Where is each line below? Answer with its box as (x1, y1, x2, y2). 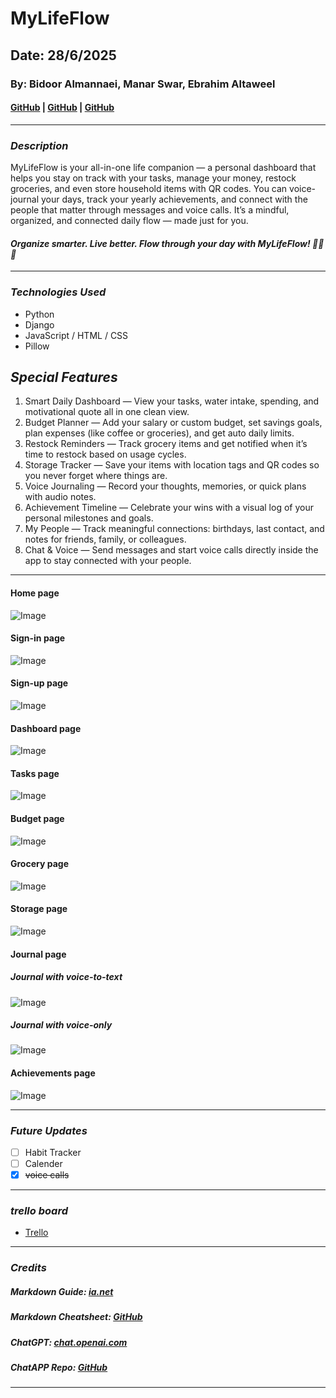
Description (10, 138, 69, 152)
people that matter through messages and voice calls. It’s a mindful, (10, 204, 290, 216)
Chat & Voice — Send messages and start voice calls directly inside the (24, 544, 319, 556)
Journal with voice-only (10, 1019, 113, 1031)
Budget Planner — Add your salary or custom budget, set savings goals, (24, 417, 323, 429)
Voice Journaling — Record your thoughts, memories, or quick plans (24, 480, 307, 492)
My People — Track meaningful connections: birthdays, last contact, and (24, 523, 325, 535)
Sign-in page (10, 632, 66, 644)
